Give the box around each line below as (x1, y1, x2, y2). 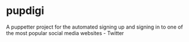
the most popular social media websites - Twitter (6, 29, 124, 36)
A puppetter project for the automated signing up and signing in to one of (6, 23, 183, 30)
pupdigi (6, 4, 45, 17)
